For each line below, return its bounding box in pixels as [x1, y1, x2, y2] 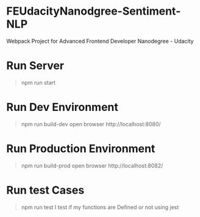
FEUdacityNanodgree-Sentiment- [6, 4, 181, 18]
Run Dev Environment [6, 101, 119, 114]
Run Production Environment [6, 142, 155, 155]
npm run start [21, 79, 56, 86]
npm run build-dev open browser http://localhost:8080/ [21, 120, 161, 127]
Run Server [6, 59, 65, 73]
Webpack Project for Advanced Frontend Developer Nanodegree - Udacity [6, 37, 194, 44]
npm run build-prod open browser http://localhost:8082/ [21, 162, 163, 169]
